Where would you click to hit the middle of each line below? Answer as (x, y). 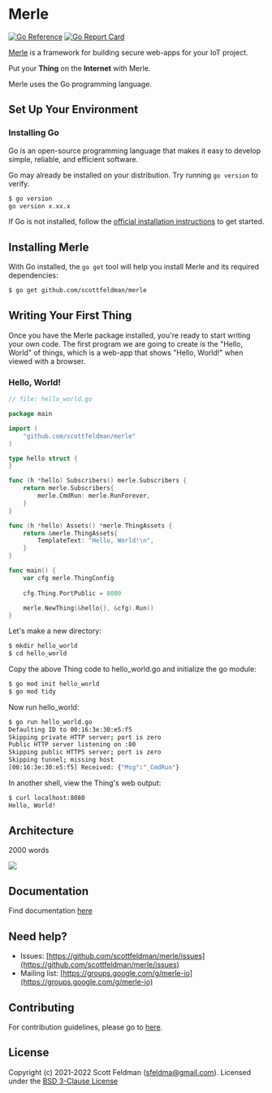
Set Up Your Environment (73, 109)
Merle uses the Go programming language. (80, 84)
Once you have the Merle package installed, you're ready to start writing (130, 335)
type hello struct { (43, 458)
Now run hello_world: (44, 707)
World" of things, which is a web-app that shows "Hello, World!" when (126, 352)
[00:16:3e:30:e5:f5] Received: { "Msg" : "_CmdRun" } (94, 767)
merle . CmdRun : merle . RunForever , (94, 496)
